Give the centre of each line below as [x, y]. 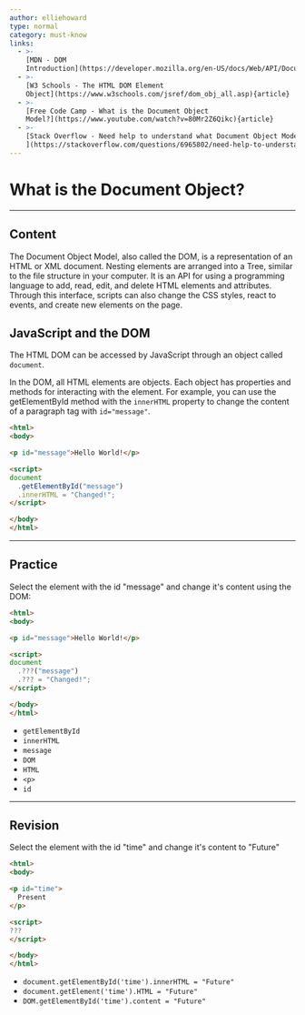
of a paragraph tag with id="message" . [80, 411]
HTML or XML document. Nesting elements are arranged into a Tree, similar [151, 266]
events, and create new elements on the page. [96, 305]
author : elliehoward [49, 18]
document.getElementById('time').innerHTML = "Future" [128, 982]
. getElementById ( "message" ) [71, 486]
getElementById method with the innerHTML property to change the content [149, 402]
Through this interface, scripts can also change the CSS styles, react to [143, 295]
